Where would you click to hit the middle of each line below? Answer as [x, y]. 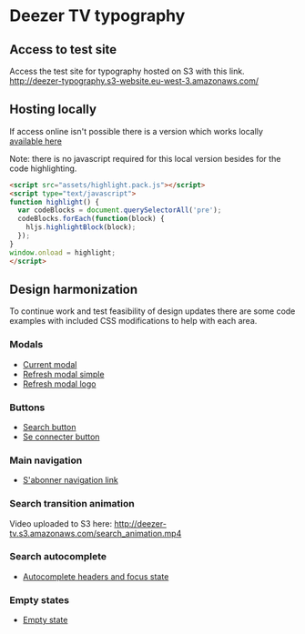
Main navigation [46, 460]
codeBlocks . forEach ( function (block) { [91, 219]
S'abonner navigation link [70, 480]
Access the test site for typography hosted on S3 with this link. [127, 71]
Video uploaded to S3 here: [61, 523]
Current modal [50, 364]
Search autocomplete [58, 557]
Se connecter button [61, 437]
